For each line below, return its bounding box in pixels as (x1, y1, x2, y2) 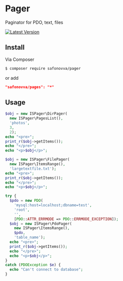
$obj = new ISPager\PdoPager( (9, 221, 72, 226)
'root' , (14, 207, 30, 212)
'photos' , (9, 121, 30, 126)
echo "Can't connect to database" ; (9, 267, 83, 272)
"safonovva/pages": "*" (5, 85, 55, 90)
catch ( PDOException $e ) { (5, 263, 61, 268)
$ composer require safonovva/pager (5, 66, 81, 71)
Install (5, 43, 25, 52)
